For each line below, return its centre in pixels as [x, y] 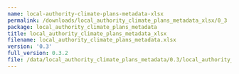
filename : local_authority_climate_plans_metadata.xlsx [92, 40]
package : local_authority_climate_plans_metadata [83, 27]
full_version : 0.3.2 [38, 54]
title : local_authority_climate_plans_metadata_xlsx [87, 33]
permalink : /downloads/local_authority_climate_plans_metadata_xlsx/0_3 [117, 20]
